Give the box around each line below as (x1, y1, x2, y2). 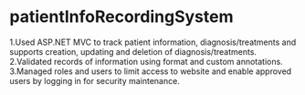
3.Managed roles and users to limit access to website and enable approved (9, 66, 292, 77)
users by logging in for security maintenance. (9, 75, 180, 86)
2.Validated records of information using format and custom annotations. (9, 56, 283, 67)
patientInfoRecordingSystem (9, 6, 234, 27)
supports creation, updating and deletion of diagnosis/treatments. (9, 46, 258, 57)
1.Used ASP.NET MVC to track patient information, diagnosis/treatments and (9, 37, 297, 47)
